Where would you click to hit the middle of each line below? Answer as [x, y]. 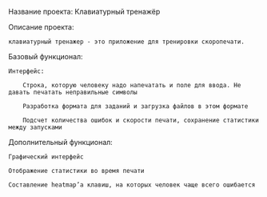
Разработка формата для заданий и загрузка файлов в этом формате [135, 107]
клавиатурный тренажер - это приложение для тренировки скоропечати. [127, 42]
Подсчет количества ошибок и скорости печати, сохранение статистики [141, 120]
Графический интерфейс [46, 157]
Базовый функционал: [46, 56]
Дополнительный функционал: [61, 142]
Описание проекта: [41, 27]
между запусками [35, 127]
